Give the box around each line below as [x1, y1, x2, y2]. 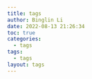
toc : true [7, 29, 36, 36]
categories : [7, 36, 42, 43]
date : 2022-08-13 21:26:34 [7, 23, 85, 30]
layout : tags [7, 61, 45, 68]
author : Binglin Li [7, 16, 64, 23]
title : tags [7, 10, 42, 17]
